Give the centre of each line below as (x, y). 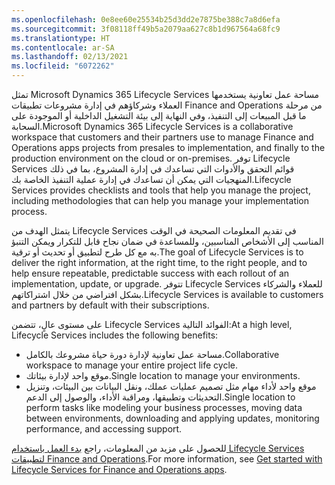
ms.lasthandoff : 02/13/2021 (70, 57)
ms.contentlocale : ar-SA (63, 47)
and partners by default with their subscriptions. (110, 305)
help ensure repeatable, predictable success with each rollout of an (150, 273)
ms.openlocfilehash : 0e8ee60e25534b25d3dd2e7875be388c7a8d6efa (146, 19)
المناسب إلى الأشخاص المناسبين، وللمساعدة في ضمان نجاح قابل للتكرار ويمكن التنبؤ (167, 241)
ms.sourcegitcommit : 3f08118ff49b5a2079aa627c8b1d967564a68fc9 (146, 29)
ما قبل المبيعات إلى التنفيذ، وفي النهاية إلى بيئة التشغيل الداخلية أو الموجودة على (159, 115)
